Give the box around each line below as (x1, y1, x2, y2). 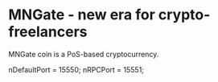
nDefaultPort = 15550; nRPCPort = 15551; (8, 64, 145, 74)
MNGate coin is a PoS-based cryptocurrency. (8, 49, 159, 59)
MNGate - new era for (8, 6, 155, 24)
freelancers (8, 23, 88, 41)
